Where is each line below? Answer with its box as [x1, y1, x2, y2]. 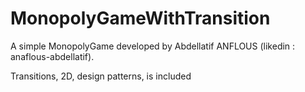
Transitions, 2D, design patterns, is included [10, 70, 192, 82]
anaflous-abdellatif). [10, 50, 95, 62]
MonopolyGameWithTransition [10, 7, 271, 30]
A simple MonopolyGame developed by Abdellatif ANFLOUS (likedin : [10, 40, 296, 52]
